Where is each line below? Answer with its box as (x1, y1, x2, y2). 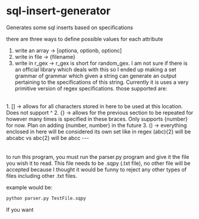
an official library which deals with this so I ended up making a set (14, 65, 176, 73)
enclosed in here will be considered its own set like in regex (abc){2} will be (6, 128, 191, 135)
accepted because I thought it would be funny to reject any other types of (6, 165, 187, 173)
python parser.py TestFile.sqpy (6, 195, 86, 201)
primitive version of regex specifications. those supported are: (14, 85, 168, 92)
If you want (6, 206, 34, 213)
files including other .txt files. (6, 172, 77, 179)
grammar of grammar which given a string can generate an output (14, 72, 177, 79)
